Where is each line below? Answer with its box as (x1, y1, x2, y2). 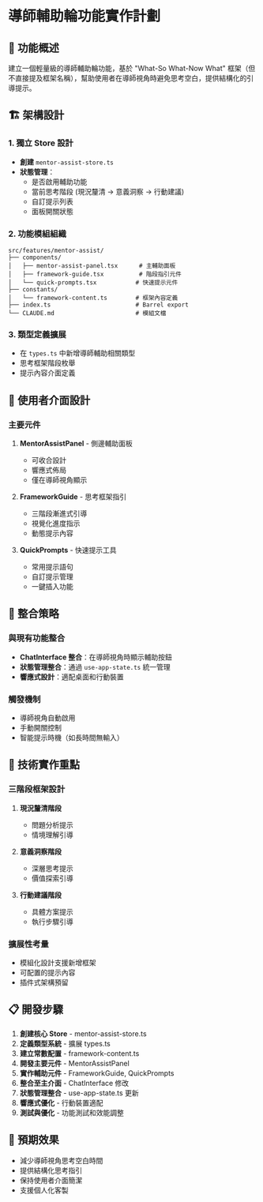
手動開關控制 (19, 723, 62, 732)
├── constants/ (8, 285, 58, 293)
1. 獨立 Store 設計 (8, 137, 73, 148)
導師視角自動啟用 (19, 712, 76, 723)
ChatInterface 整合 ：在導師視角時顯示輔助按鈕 (19, 652, 172, 662)
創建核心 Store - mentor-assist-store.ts (19, 1028, 148, 1039)
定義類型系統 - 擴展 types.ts (19, 1039, 111, 1048)
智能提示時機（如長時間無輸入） (19, 732, 124, 742)
